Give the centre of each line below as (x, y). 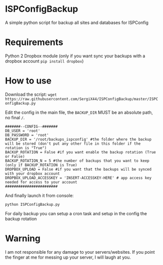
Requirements (34, 42)
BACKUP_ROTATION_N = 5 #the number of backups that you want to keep (77, 161)
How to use (28, 81)
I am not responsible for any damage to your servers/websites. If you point (80, 252)
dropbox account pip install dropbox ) (44, 61)
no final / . (15, 117)
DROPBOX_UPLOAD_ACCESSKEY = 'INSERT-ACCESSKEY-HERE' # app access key (78, 178)
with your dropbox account (32, 174)
